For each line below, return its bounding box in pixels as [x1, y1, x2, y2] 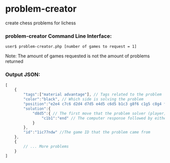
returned [5, 58, 24, 64]
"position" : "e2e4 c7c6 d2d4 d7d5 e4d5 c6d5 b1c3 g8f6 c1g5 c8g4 [23, 102, 162, 107]
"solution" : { [23, 106, 51, 111]
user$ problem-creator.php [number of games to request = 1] [5, 44, 137, 49]
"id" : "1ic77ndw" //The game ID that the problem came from [23, 130, 151, 135]
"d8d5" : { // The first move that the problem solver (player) [32, 111, 166, 116]
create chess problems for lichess [5, 20, 76, 26]
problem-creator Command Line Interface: [5, 32, 112, 40]
